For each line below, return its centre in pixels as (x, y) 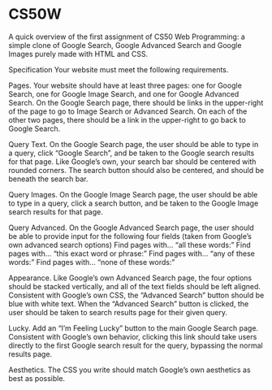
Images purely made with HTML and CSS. (78, 54)
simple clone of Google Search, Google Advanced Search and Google (125, 45)
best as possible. (37, 378)
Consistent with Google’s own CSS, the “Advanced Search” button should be (136, 295)
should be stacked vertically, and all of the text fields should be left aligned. (135, 286)
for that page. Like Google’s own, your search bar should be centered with (132, 161)
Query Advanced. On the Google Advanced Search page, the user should (131, 227)
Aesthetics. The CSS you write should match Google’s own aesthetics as (130, 370)
